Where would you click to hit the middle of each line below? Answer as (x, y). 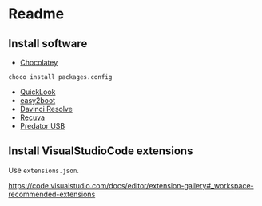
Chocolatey (39, 62)
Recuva (32, 117)
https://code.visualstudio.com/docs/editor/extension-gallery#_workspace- (131, 185)
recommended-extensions (52, 194)
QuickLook (38, 92)
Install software (48, 44)
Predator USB (42, 126)
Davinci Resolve (46, 109)
